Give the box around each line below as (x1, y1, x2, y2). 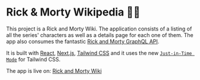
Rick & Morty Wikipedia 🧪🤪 (6, 5, 141, 19)
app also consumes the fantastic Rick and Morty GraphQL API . (6, 38, 160, 45)
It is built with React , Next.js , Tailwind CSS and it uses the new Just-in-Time (6, 49, 192, 56)
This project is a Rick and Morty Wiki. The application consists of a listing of (6, 25, 192, 32)
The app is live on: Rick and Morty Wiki (6, 67, 102, 74)
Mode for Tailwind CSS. (6, 56, 61, 63)
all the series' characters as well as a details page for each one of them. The (6, 31, 193, 38)
